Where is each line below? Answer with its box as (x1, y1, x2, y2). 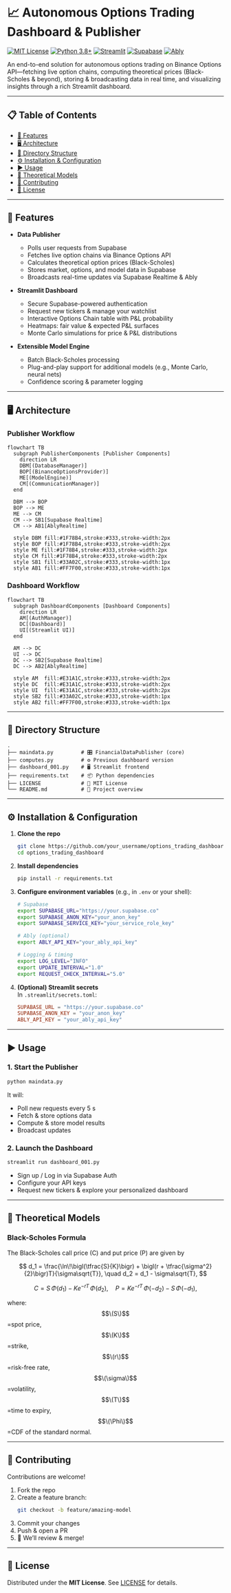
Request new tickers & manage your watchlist (27, 306, 157, 315)
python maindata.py (7, 1078, 63, 1085)
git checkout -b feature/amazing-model (16, 1506, 132, 1513)
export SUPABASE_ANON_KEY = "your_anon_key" (16, 913, 141, 921)
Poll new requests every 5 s (16, 1104, 96, 1112)
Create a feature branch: (16, 1493, 87, 1501)
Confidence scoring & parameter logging (27, 377, 143, 386)
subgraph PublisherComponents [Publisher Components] (13, 450, 170, 457)
